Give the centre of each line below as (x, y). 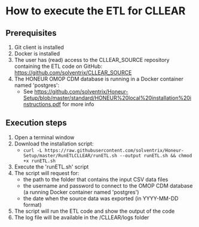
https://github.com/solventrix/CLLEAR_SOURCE (73, 72)
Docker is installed (37, 54)
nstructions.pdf (42, 104)
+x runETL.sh (39, 161)
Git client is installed (39, 47)
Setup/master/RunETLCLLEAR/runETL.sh (70, 156)
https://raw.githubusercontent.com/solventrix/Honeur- (114, 150)
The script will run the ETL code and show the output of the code (94, 211)
